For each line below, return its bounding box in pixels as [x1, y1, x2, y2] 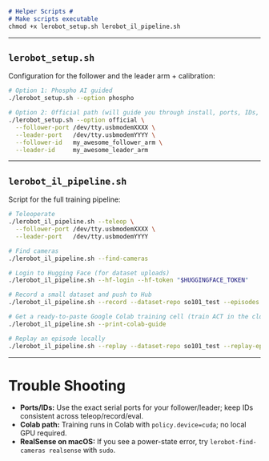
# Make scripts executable [8, 14, 98, 23]
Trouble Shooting [8, 376, 126, 395]
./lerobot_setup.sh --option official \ [8, 116, 146, 124]
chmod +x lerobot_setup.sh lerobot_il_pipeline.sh [8, 22, 181, 30]
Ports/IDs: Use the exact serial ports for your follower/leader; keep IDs [19, 403, 254, 412]
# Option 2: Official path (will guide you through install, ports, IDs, [8, 109, 260, 117]
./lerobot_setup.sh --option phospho [8, 94, 134, 102]
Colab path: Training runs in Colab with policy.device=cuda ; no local [19, 420, 247, 430]
